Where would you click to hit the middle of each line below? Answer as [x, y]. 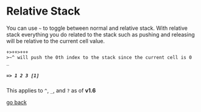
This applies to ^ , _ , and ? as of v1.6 [51, 90]
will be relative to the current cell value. [56, 41]
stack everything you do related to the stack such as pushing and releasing [100, 34]
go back [17, 102]
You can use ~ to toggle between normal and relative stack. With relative [97, 28]
